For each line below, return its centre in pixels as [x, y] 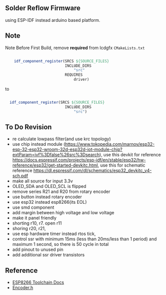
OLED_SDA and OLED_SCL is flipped [49, 186]
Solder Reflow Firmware [43, 8]
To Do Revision [28, 127]
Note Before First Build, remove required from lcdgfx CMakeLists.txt [75, 48]
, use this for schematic [122, 165]
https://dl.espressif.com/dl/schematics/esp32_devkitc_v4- [93, 171]
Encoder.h [23, 288]
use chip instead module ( [39, 144]
